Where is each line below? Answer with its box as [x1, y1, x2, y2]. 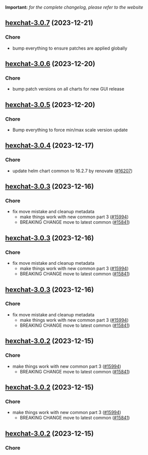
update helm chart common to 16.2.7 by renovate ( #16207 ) [12, 168, 133, 174]
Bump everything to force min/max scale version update [12, 127, 128, 133]
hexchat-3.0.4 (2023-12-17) [5, 141, 94, 150]
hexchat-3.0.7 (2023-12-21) [5, 19, 94, 27]
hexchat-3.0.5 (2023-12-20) [5, 100, 96, 109]
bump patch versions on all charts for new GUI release [12, 86, 125, 92]
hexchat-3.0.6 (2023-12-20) [5, 60, 96, 68]
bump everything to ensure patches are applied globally [12, 45, 128, 51]
